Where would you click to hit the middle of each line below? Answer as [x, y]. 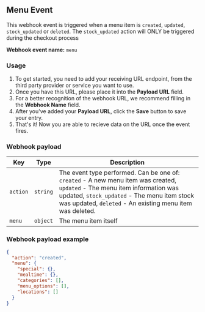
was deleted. [77, 211]
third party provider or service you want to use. [74, 86]
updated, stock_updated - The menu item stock [127, 196]
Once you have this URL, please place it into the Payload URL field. [99, 92]
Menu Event [30, 10]
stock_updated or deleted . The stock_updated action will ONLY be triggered [100, 31]
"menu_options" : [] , [43, 286]
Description [127, 163]
